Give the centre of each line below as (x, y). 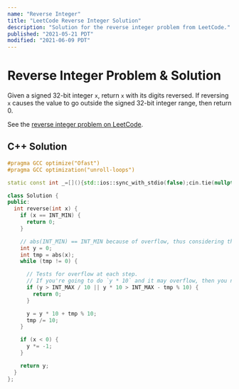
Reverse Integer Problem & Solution (115, 76)
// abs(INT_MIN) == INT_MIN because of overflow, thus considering (122, 242)
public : (19, 202)
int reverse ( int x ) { (46, 209)
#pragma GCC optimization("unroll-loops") (71, 170)
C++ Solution (37, 147)
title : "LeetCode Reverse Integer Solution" (74, 21)
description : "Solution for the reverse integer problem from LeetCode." (119, 27)
